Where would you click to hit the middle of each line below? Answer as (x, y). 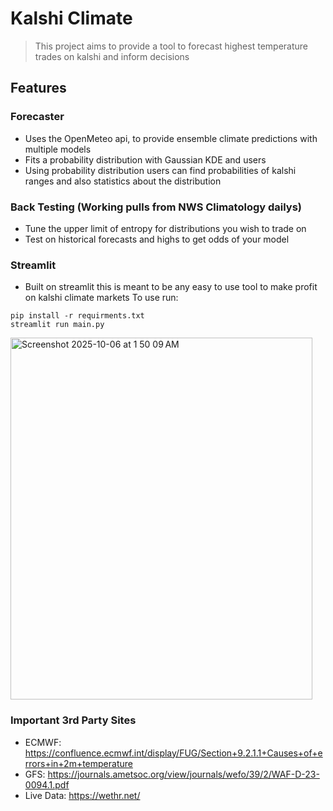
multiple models (58, 149)
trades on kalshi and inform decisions (112, 56)
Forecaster (37, 117)
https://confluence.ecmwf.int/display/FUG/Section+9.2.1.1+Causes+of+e (173, 753)
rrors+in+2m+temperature (78, 763)
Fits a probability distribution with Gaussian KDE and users (145, 159)
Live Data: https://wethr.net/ (82, 795)
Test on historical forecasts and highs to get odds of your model (157, 239)
